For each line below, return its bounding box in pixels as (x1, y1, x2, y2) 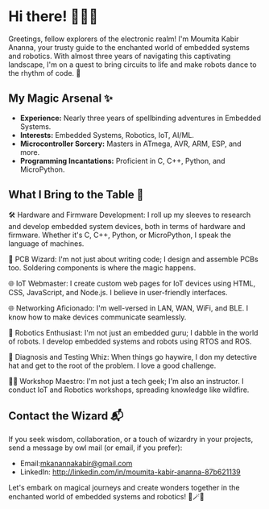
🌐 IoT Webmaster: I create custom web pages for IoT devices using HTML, (8, 278, 256, 288)
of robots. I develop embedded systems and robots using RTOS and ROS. (8, 336, 252, 346)
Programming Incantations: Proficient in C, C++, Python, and (19, 156, 226, 165)
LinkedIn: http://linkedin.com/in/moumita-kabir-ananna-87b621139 (19, 467, 242, 477)
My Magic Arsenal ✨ (8, 92, 114, 106)
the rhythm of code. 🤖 (8, 68, 81, 77)
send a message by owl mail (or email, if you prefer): (8, 443, 183, 453)
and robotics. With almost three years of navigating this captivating (8, 51, 231, 60)
